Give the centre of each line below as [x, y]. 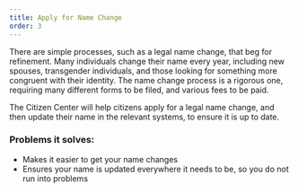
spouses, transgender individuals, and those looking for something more [144, 70]
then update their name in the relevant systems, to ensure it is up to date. [145, 117]
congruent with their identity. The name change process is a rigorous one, [146, 80]
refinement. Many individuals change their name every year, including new [147, 61]
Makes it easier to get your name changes [100, 159]
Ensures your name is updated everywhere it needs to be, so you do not [155, 169]
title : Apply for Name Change [66, 18]
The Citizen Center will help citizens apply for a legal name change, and [142, 107]
